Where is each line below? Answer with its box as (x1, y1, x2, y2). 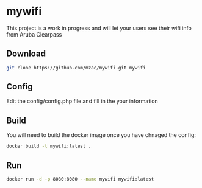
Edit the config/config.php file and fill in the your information (6, 97, 159, 105)
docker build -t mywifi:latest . (6, 143, 92, 150)
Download (6, 49, 46, 59)
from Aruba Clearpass (6, 30, 62, 38)
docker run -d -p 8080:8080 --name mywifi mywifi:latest (6, 176, 154, 182)
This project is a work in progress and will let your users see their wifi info (6, 24, 192, 32)
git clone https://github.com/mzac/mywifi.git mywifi (6, 64, 146, 71)
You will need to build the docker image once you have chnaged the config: (6, 131, 197, 139)
